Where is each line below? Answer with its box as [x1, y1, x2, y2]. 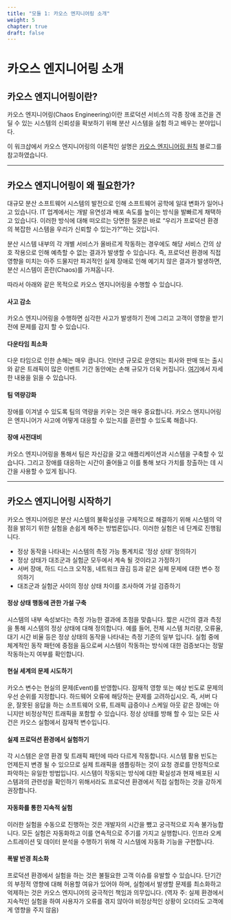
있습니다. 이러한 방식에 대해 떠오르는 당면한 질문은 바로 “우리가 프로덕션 [14, 217, 206, 225]
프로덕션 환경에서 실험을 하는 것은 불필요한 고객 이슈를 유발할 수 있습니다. [7, 871, 203, 879]
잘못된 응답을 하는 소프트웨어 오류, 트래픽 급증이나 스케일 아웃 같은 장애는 [16, 701, 212, 709]
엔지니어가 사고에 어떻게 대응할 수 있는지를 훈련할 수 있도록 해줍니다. [14, 415, 198, 424]
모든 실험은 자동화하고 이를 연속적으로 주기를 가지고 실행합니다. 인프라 [21, 829, 209, 837]
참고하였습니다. [7, 151, 48, 159]
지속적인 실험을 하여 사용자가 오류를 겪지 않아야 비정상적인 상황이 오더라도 [7, 897, 206, 905]
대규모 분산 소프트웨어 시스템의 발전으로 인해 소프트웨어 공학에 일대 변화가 [7, 199, 206, 208]
